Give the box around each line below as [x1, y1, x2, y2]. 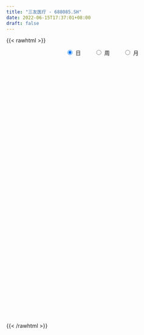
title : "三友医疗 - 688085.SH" [6, 9, 82, 15]
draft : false [6, 20, 39, 26]
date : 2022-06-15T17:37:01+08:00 [6, 15, 91, 21]
